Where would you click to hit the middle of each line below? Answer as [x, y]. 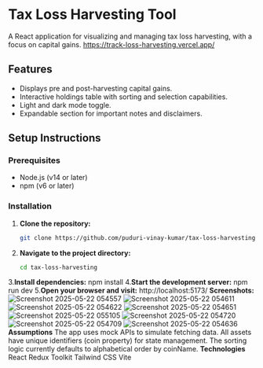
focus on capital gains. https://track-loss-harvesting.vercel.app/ [111, 44]
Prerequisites [34, 160]
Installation [30, 206]
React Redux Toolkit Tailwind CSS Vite [70, 357]
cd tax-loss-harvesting [58, 267]
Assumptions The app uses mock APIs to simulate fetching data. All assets [130, 333]
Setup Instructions [55, 138]
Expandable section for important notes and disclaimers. [111, 113]
